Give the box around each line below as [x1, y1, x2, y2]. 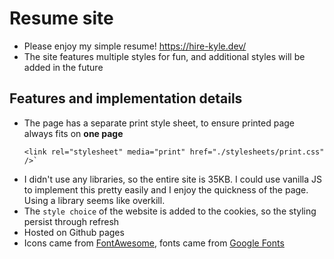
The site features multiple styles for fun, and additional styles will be [23, 50, 306, 62]
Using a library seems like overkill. [23, 194, 166, 206]
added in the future [23, 61, 104, 73]
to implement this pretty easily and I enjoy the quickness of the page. [23, 183, 309, 196]
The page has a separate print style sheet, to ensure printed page [23, 117, 295, 129]
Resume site [9, 7, 114, 30]
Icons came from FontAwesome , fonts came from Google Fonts [23, 237, 285, 249]
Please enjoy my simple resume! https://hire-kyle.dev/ [23, 40, 247, 52]
